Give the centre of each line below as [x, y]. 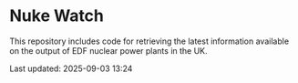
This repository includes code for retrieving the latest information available [149, 41]
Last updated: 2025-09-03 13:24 [71, 68]
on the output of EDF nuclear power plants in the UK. [108, 50]
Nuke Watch [57, 16]
